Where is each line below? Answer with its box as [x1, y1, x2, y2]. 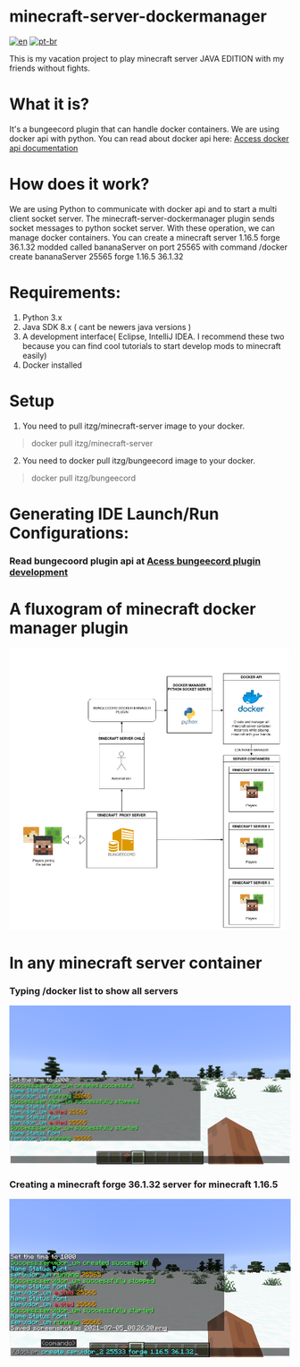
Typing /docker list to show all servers [9, 984, 179, 997]
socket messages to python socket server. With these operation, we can [9, 222, 275, 233]
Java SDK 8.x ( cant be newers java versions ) [21, 321, 192, 332]
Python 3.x [21, 311, 62, 323]
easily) [21, 350, 47, 361]
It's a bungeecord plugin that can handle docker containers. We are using [9, 123, 279, 134]
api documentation [9, 142, 79, 153]
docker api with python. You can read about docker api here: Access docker [9, 132, 289, 144]
